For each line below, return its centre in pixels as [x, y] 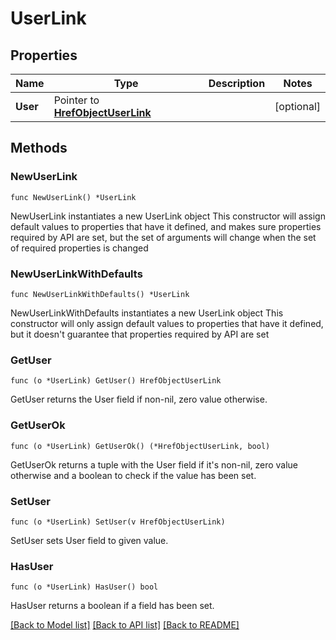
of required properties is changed [79, 248]
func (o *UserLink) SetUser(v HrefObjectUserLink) [118, 522]
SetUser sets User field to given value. [89, 540]
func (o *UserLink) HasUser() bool [84, 587]
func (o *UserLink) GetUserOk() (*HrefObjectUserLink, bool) [140, 446]
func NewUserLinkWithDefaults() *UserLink [100, 294]
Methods [39, 148]
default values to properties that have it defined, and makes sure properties [166, 226]
